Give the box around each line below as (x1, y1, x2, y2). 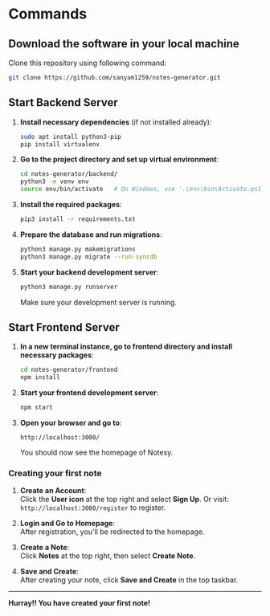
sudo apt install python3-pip (19, 133, 122, 141)
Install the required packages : (19, 200, 122, 210)
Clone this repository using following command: (8, 58, 167, 67)
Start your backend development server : (19, 267, 159, 277)
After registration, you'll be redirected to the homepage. (19, 527, 205, 536)
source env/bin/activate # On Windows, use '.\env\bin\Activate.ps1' (19, 186, 265, 194)
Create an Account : (19, 486, 87, 496)
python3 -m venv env (19, 177, 89, 186)
